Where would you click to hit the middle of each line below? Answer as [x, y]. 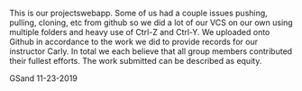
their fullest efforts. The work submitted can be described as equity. [136, 61]
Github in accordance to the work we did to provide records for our [134, 41]
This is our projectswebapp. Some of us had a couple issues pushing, [138, 13]
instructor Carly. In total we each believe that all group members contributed [151, 51]
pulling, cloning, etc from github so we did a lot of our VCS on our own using [151, 23]
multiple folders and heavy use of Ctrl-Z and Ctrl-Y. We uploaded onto [140, 32]
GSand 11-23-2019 [44, 78]
